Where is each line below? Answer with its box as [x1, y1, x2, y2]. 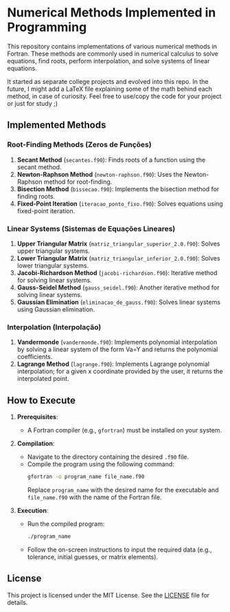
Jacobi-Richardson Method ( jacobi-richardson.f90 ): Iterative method [16, 268, 218, 276]
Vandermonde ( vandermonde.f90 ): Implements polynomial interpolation [16, 338, 218, 347]
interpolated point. [16, 375, 70, 383]
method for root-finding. [43, 177, 113, 186]
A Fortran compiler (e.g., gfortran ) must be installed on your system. [27, 426, 222, 435]
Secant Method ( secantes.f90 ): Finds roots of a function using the [16, 155, 206, 164]
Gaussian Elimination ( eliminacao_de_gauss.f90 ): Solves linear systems [16, 298, 221, 306]
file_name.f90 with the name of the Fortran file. [27, 493, 162, 501]
